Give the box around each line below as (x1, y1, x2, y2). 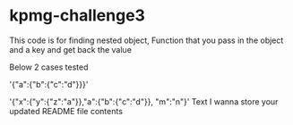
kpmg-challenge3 (9, 5, 146, 26)
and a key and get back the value (9, 44, 133, 54)
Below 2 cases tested (9, 62, 89, 72)
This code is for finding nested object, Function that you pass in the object (9, 35, 284, 46)
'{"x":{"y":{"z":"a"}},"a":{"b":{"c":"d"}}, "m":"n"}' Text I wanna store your (9, 96, 279, 107)
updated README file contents (9, 105, 124, 116)
